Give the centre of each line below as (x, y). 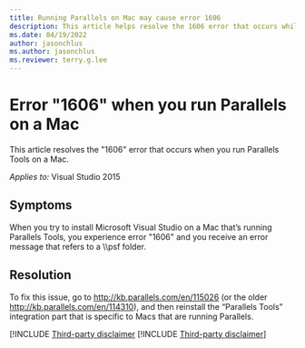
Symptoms (41, 205)
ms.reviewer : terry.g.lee (58, 60)
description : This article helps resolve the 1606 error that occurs (144, 26)
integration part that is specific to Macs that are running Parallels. (132, 316)
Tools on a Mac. (39, 159)
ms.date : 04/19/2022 (49, 35)
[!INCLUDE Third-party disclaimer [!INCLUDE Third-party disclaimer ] (138, 333)
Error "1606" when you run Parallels (148, 105)
